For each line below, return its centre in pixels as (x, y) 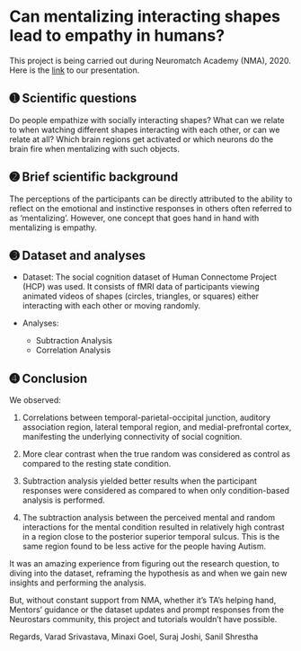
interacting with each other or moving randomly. (111, 306)
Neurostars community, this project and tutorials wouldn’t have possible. (143, 620)
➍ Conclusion (49, 378)
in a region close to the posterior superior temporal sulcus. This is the (151, 537)
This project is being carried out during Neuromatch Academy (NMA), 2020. (150, 60)
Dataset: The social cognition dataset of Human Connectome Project (149, 277)
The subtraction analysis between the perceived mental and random (149, 518)
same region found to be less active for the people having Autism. (144, 547)
